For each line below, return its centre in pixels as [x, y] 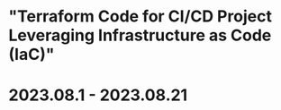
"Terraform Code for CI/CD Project [140, 17]
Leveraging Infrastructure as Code [140, 35]
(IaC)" [32, 55]
